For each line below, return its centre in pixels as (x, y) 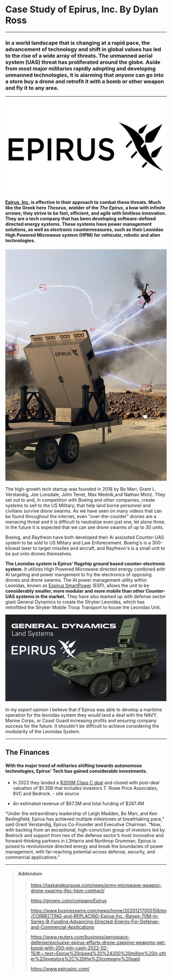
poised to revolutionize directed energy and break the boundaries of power (84, 846)
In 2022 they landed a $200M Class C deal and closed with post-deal (86, 783)
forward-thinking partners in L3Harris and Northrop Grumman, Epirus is (81, 841)
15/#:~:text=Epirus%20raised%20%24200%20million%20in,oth (98, 953)
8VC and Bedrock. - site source (46, 793)
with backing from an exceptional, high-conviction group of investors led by (85, 830)
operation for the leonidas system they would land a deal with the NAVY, (81, 715)
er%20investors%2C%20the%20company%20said (85, 958)
